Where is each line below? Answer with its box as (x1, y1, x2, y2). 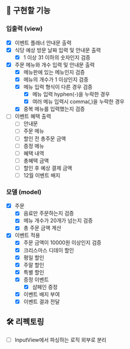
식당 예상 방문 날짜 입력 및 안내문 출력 (14, 46, 101, 53)
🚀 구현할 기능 (6, 5, 51, 16)
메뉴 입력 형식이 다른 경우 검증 (23, 83, 93, 90)
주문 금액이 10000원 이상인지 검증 (23, 239, 102, 246)
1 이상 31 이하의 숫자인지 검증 (23, 53, 91, 61)
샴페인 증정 (32, 283, 58, 290)
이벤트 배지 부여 (23, 290, 60, 298)
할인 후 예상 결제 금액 (23, 164, 72, 172)
